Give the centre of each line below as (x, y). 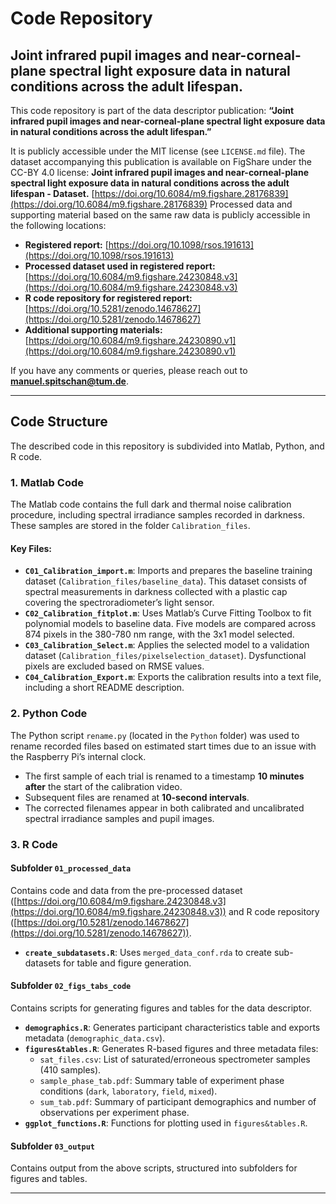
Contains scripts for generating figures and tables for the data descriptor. (161, 1008)
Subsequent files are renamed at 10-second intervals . (137, 797)
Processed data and (251, 204)
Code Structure (59, 422)
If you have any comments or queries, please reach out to (129, 370)
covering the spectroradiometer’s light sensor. (119, 603)
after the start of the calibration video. (103, 786)
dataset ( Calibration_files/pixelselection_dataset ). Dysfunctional (165, 656)
